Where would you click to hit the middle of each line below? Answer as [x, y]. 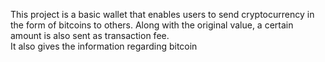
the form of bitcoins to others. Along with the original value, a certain [152, 25]
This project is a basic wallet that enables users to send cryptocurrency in [162, 14]
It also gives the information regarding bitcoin [104, 46]
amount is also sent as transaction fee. [90, 35]
